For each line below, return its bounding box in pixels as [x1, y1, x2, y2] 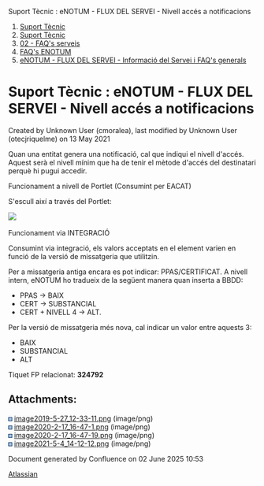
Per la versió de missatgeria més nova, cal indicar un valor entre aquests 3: [8, 322, 252, 332]
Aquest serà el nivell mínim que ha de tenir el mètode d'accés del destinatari [8, 158, 256, 167]
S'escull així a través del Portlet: [8, 196, 112, 206]
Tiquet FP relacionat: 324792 [8, 369, 104, 379]
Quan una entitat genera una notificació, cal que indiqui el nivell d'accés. [8, 149, 244, 158]
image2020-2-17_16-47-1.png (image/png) [13, 421, 151, 432]
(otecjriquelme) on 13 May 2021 [8, 134, 110, 143]
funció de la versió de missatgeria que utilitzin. [8, 251, 160, 261]
